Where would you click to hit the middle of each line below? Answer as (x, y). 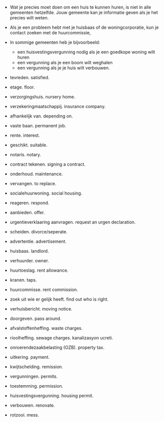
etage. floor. (22, 87)
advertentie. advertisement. (38, 241)
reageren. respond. (30, 203)
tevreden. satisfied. (30, 77)
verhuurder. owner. (29, 261)
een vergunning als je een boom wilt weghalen (65, 62)
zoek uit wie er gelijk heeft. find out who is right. (59, 299)
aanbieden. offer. (27, 212)
